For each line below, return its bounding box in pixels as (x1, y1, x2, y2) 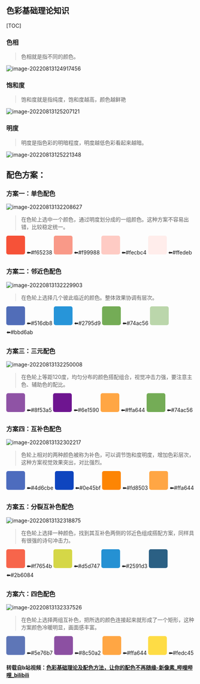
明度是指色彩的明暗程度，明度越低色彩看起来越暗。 (20, 139, 147, 146)
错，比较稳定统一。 (20, 223, 69, 230)
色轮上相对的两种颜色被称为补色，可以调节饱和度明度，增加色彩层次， (20, 451, 195, 458)
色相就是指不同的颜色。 (20, 53, 79, 60)
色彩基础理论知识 (6, 5, 69, 16)
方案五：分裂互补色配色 (6, 503, 74, 511)
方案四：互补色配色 (6, 425, 62, 433)
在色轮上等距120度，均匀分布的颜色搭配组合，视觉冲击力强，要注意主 (20, 373, 193, 380)
